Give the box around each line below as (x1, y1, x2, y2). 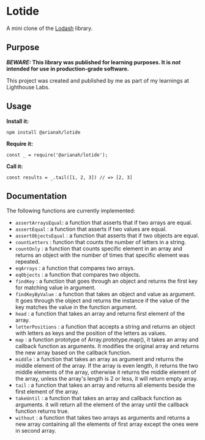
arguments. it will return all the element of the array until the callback (15, 401, 189, 408)
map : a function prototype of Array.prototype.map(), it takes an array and (15, 336, 199, 343)
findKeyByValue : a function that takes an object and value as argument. (15, 291, 196, 298)
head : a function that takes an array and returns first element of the (15, 310, 185, 318)
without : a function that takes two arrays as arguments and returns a (15, 414, 190, 422)
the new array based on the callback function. (15, 349, 132, 356)
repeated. (15, 258, 40, 266)
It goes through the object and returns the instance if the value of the (15, 297, 190, 304)
